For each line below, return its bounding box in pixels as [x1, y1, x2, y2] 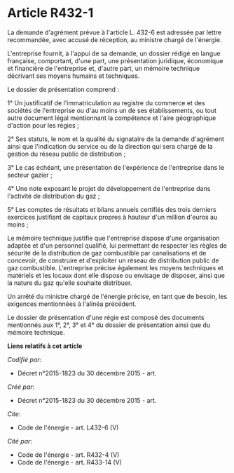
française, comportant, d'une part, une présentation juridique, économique [7, 56, 223, 65]
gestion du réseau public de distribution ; [7, 149, 126, 158]
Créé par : [7, 382, 35, 391]
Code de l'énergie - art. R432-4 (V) [17, 451, 120, 459]
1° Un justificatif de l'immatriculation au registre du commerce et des [7, 98, 205, 107]
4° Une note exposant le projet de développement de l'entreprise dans [7, 184, 211, 192]
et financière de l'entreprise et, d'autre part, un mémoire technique [7, 64, 200, 72]
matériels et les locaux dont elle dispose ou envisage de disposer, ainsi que [7, 271, 226, 279]
